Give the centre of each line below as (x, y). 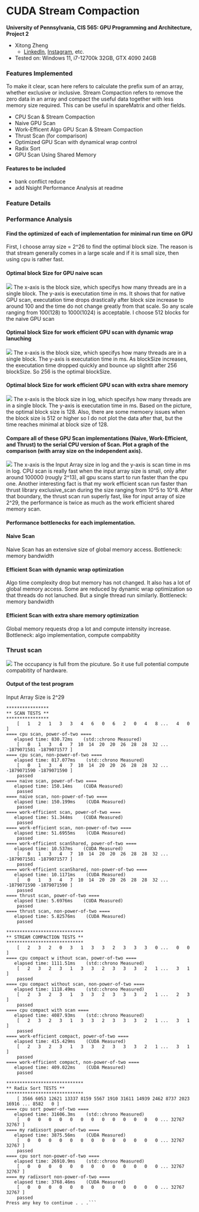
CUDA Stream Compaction (73, 11)
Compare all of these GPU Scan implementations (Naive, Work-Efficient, (97, 438)
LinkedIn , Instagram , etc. (54, 51)
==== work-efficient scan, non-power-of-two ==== (69, 828)
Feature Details (29, 204)
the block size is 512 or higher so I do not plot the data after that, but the (94, 418)
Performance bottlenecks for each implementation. (71, 523)
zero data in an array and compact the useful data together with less (90, 99)
